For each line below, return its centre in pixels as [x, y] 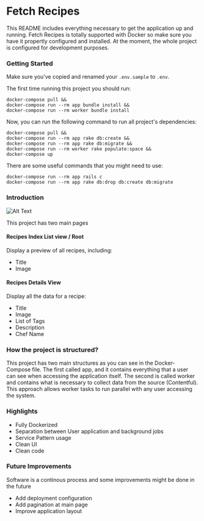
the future [19, 486]
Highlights [22, 412]
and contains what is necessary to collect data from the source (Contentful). [102, 382]
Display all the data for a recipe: [46, 296]
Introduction [25, 198]
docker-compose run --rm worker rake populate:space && [79, 149]
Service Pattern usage [43, 437]
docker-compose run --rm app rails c [54, 177]
